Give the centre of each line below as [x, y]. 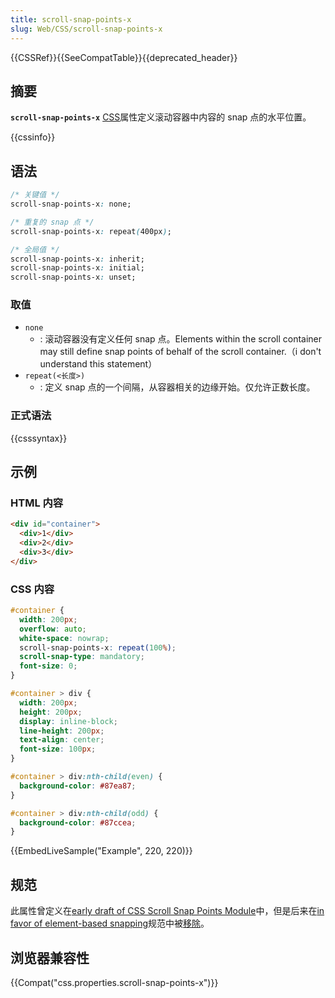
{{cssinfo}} [33, 137]
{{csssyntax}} [39, 438]
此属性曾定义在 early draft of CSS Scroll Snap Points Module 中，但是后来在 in [167, 911]
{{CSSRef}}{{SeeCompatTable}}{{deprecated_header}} [124, 57]
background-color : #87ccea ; [78, 822]
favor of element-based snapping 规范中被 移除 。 [110, 923]
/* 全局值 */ [35, 249]
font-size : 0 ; [48, 666]
